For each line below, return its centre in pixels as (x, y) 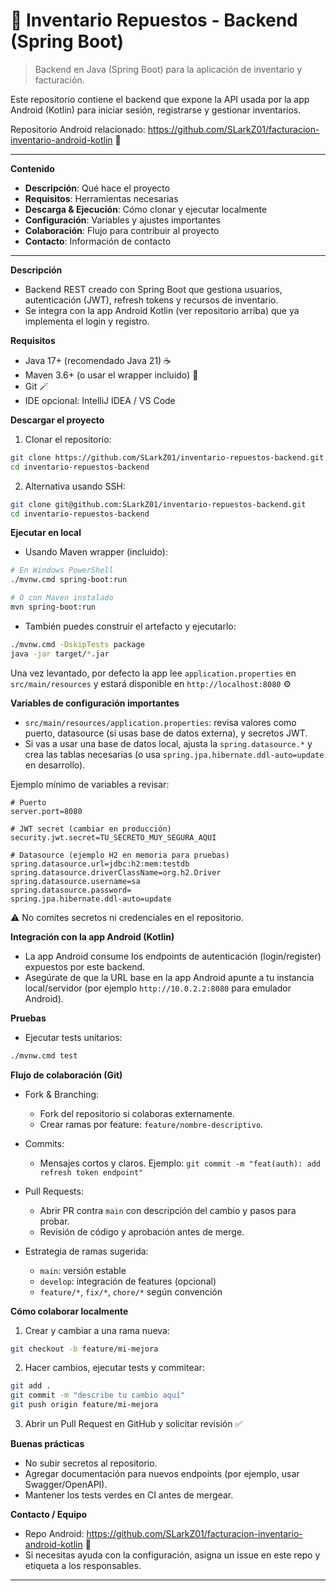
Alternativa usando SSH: (75, 486)
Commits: (44, 1143)
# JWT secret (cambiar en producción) (91, 829)
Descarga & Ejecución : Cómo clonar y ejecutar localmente (146, 209)
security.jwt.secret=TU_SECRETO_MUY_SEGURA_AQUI (113, 837)
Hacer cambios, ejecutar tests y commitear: (114, 1368)
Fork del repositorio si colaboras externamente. (137, 1113)
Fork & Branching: (62, 1094)
